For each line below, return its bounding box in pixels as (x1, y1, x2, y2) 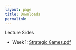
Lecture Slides (5, 30, 34, 36)
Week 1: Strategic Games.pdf (12, 39, 71, 45)
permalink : (5, 16, 27, 21)
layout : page (5, 7, 32, 12)
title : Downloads (5, 12, 41, 17)
